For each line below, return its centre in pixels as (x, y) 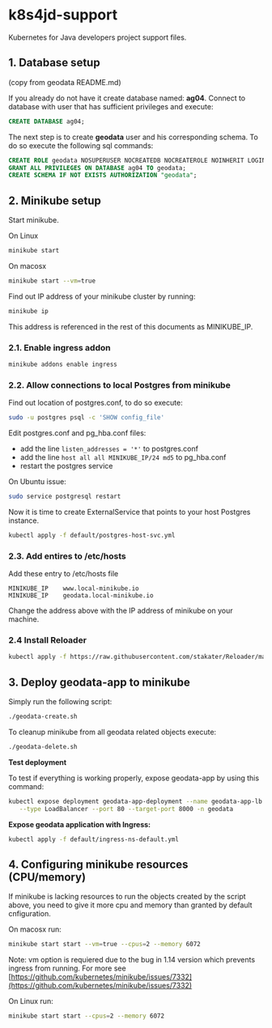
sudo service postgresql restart (65, 497)
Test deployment (38, 762)
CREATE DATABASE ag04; (47, 121)
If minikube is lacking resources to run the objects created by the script (127, 897)
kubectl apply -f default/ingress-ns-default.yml (94, 839)
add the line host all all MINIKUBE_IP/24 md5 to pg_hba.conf (123, 457)
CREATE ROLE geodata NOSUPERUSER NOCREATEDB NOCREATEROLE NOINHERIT (126, 160)
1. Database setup (54, 63)
